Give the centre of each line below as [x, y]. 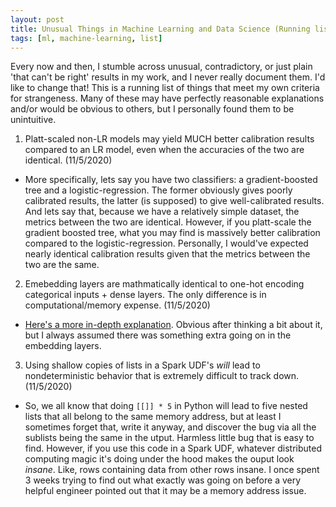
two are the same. [62, 265]
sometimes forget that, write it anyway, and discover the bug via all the [170, 427]
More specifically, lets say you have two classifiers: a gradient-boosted [171, 180]
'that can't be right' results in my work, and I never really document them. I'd [168, 77]
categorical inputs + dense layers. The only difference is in [145, 295]
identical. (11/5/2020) [68, 160]
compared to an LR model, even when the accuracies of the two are [164, 150]
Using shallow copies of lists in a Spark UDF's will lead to [142, 365]
